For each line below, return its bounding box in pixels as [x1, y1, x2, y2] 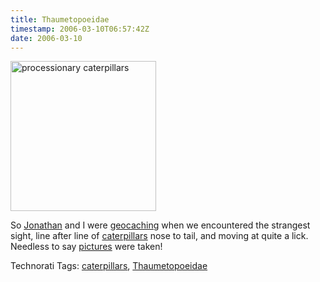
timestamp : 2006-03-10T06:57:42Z [10, 24, 150, 34]
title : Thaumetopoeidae [10, 14, 110, 25]
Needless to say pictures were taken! [10, 241, 163, 253]
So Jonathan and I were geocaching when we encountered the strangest [10, 219, 311, 231]
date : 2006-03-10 [10, 33, 83, 43]
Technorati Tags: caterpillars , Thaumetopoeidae [10, 260, 208, 272]
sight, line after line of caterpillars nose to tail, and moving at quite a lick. [10, 230, 309, 242]
